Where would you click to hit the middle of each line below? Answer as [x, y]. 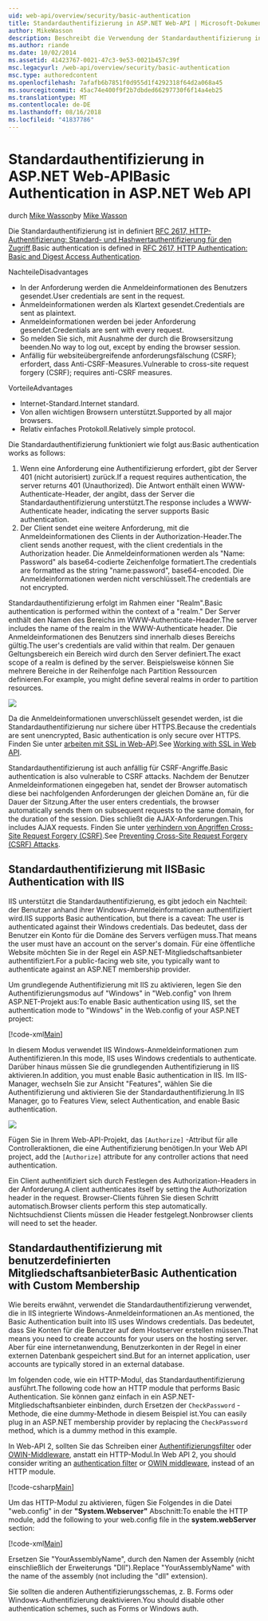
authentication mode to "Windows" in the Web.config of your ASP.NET [124, 1010]
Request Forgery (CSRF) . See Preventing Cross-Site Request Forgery [135, 836]
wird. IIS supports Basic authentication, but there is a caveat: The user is [126, 918]
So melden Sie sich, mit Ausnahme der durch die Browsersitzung [126, 338]
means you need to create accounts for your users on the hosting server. [128, 1339]
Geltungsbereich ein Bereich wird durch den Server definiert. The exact [124, 653]
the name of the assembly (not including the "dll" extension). [108, 1576]
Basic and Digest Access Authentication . [75, 256]
